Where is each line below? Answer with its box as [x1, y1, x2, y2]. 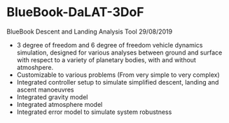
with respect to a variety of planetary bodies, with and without [16, 55, 197, 64]
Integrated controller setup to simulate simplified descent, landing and [16, 78, 219, 86]
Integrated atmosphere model [16, 100, 103, 108]
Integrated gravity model [16, 92, 88, 101]
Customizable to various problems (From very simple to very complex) [16, 71, 220, 79]
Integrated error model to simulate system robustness [16, 108, 172, 116]
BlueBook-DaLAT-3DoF [6, 4, 144, 20]
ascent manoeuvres [16, 85, 74, 94]
